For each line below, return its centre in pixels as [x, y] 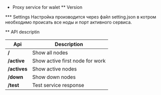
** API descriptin [22, 32]
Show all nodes [50, 53]
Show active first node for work [69, 61]
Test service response [58, 85]
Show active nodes [55, 69]
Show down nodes [54, 77]
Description [69, 44]
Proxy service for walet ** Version [47, 7]
